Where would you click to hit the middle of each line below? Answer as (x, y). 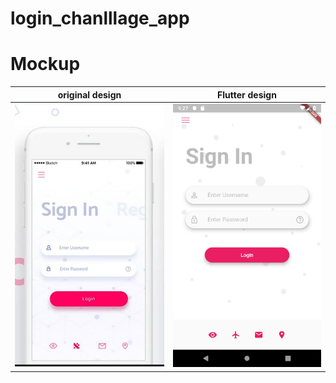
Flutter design (247, 94)
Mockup (45, 64)
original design (89, 94)
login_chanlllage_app (100, 18)
